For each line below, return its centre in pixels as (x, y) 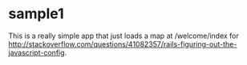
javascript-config (37, 52)
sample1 (36, 14)
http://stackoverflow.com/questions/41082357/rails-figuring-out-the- (123, 44)
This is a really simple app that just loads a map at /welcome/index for (123, 36)
